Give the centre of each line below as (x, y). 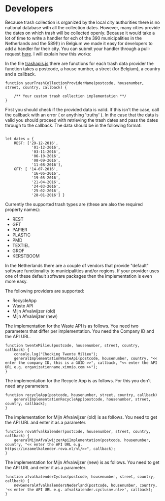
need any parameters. (28, 386)
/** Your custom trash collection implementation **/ (70, 96)
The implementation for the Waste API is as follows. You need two (72, 326)
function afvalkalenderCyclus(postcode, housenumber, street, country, (80, 476)
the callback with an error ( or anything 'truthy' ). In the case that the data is (82, 115)
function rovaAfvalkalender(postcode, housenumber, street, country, (78, 431)
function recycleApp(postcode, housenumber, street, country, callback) (81, 395)
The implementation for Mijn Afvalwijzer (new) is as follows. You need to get (82, 462)
